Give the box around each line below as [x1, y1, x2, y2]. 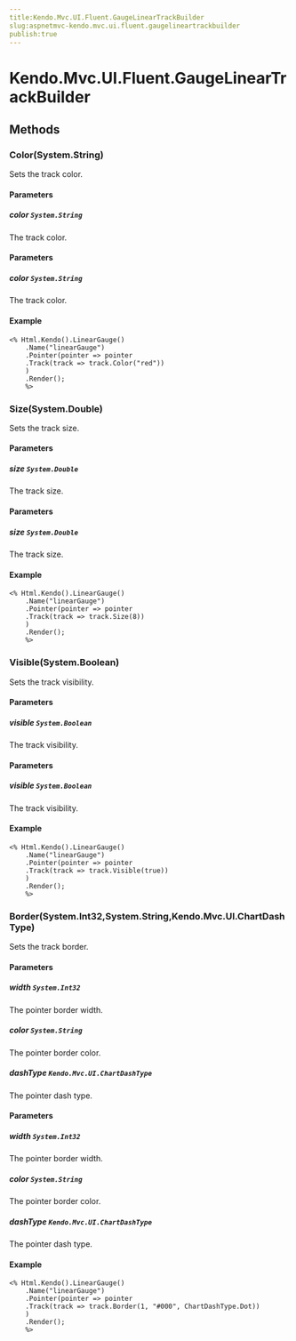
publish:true [9, 29, 58, 38]
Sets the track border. [9, 942, 89, 952]
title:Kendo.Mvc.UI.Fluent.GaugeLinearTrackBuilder [9, 12, 204, 22]
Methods [9, 122, 60, 137]
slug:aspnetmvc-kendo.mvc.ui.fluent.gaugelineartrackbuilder [9, 21, 241, 30]
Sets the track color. [9, 169, 83, 180]
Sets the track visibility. [9, 677, 95, 687]
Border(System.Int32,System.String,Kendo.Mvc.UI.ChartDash [9, 910, 285, 922]
